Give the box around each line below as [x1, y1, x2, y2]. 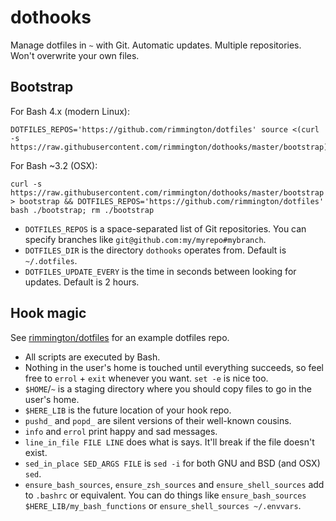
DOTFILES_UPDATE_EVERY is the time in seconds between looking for [24, 265, 297, 277]
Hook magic [10, 305, 87, 322]
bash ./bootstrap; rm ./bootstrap [10, 205, 155, 215]
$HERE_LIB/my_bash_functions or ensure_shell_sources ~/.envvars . [24, 499, 302, 511]
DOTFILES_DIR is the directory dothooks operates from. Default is [24, 244, 287, 256]
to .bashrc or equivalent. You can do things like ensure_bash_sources [24, 489, 307, 501]
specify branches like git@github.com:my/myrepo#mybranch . [24, 233, 267, 245]
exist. [24, 446, 48, 458]
